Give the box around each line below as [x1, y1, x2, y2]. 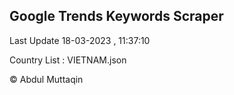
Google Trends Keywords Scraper [9, 8, 224, 25]
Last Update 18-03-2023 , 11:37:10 [9, 34, 151, 46]
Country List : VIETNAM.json [9, 54, 127, 66]
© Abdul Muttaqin [9, 73, 84, 85]
